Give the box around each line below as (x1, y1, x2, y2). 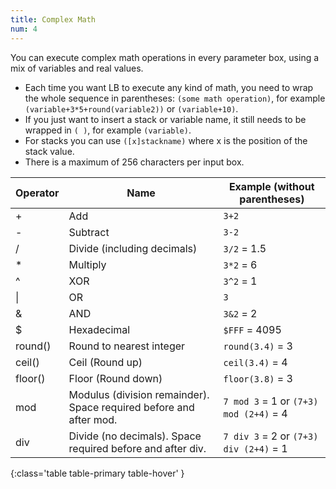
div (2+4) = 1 (223, 441, 288, 455)
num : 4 (10, 24, 38, 34)
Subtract (68, 225, 110, 239)
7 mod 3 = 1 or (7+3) (223, 394, 319, 408)
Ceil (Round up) (68, 355, 143, 369)
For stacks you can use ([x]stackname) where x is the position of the (24, 134, 308, 146)
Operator (15, 186, 60, 200)
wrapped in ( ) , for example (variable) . (24, 124, 192, 136)
